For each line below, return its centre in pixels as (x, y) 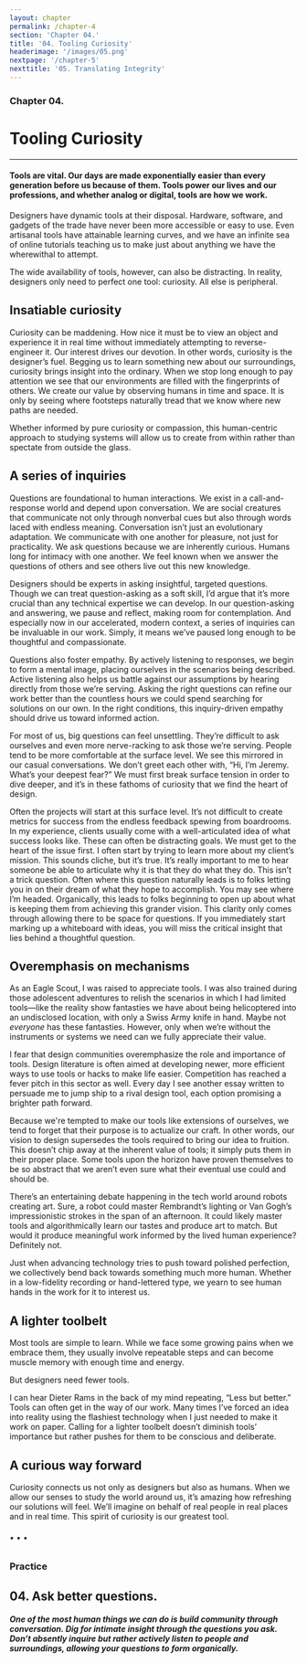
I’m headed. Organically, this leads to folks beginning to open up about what (153, 899)
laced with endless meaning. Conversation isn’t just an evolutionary (136, 527)
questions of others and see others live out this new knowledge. (130, 566)
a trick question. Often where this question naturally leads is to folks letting (150, 879)
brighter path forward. (51, 1103)
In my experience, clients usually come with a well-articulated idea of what (150, 831)
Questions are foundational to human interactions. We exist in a (128, 498)
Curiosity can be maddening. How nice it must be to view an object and (144, 332)
